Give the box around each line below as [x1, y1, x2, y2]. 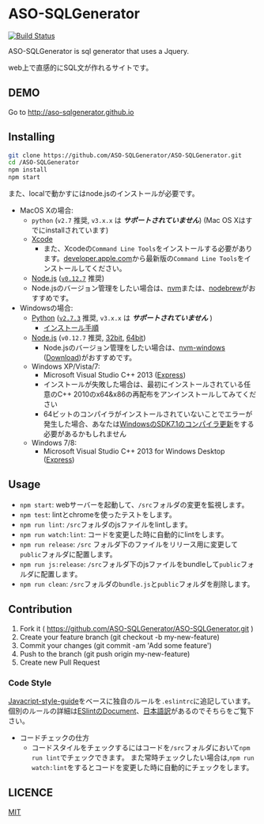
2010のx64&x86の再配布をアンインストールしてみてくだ [74, 389, 257, 399]
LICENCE [8, 786, 54, 799]
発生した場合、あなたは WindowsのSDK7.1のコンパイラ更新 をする [43, 420, 255, 429]
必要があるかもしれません [43, 429, 126, 439]
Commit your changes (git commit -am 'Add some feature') [19, 640, 212, 650]
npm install [8, 166, 47, 174]
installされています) [45, 225, 109, 235]
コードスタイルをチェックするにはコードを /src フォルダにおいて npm [31, 742, 251, 752]
